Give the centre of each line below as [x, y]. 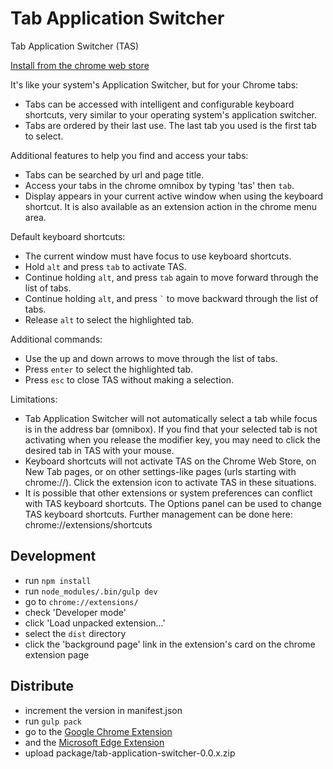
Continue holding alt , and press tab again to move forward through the [171, 277]
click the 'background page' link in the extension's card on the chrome [170, 644]
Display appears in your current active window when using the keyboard [174, 196]
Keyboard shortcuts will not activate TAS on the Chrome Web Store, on [170, 461]
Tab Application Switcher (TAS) [75, 46]
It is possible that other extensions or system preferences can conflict [168, 493]
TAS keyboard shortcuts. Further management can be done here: [158, 514]
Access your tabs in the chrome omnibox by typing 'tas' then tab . [159, 185]
